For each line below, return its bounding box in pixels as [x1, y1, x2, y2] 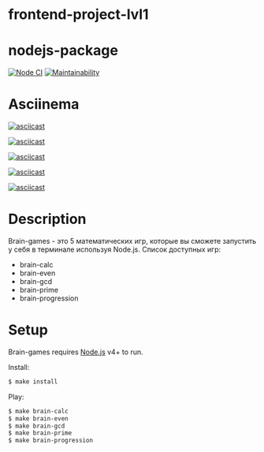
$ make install [8, 377, 58, 386]
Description [8, 211, 87, 228]
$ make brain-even [8, 414, 69, 423]
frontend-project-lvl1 [8, 6, 149, 24]
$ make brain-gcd [8, 422, 65, 430]
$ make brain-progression [8, 436, 93, 445]
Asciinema [8, 95, 80, 114]
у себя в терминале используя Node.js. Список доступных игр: [8, 245, 221, 254]
